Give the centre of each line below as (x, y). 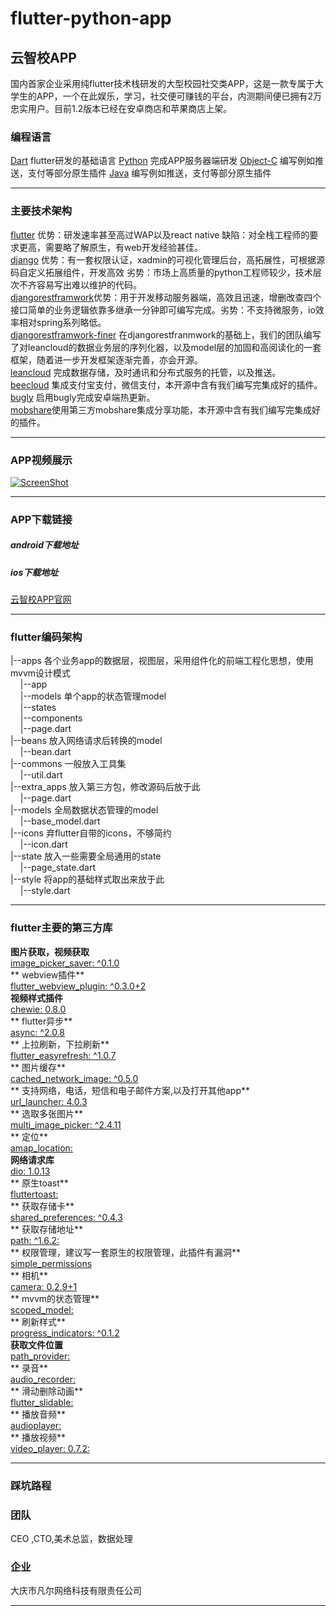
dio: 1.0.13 (30, 1171)
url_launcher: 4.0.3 (49, 1101)
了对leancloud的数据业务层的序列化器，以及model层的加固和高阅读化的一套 (166, 347)
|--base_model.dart (60, 821)
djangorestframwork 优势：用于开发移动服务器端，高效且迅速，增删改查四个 (166, 297)
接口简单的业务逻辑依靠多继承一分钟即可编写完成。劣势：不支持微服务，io (163, 309)
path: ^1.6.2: (35, 1240)
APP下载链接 (41, 519)
